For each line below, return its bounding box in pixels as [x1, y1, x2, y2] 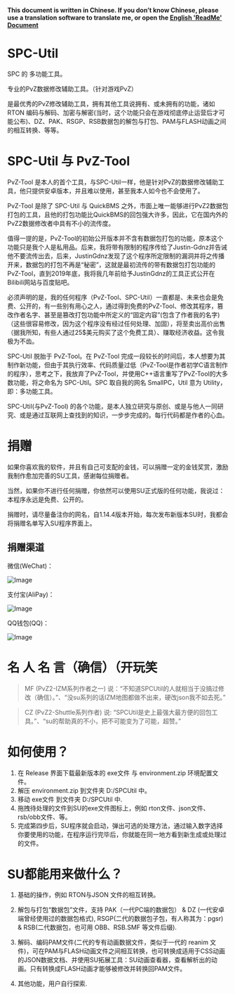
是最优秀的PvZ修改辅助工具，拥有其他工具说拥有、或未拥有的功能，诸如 [7, 99, 215, 108]
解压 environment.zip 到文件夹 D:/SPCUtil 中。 [17, 786, 151, 794]
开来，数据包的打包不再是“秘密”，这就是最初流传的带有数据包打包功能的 [7, 260, 216, 269]
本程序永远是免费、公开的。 [7, 495, 88, 504]
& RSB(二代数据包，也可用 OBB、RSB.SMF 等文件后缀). [17, 923, 177, 931]
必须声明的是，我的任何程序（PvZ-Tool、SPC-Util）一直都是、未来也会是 [7, 293, 217, 301]
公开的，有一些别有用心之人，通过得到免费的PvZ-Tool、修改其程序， [19, 302, 217, 310]
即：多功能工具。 [7, 387, 57, 395]
